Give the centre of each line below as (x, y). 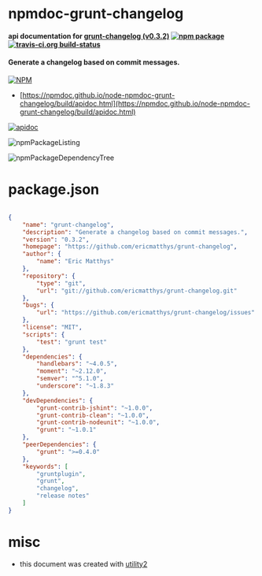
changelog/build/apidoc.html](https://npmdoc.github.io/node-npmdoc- (135, 103)
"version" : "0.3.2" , (56, 240)
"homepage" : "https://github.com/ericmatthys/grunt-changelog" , (130, 247)
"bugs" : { (39, 305)
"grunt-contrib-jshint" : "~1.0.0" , (95, 408)
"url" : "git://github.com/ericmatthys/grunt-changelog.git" (137, 291)
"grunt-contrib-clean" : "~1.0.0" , (93, 415)
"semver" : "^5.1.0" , (70, 379)
